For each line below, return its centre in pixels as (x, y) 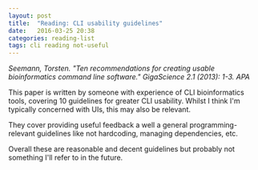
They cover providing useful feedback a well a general (98, 125)
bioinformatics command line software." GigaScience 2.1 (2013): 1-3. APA (129, 77)
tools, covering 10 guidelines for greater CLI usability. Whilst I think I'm (124, 101)
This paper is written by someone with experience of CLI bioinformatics (126, 92)
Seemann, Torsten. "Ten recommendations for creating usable (111, 68)
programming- (214, 125)
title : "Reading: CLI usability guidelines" (85, 23)
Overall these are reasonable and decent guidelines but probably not (121, 149)
